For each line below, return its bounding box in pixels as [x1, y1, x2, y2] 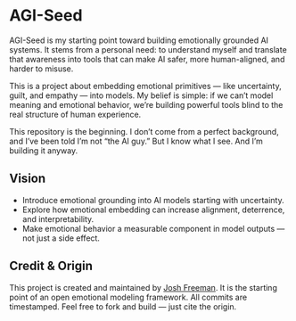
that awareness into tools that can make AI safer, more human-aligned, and [9, 53, 285, 64]
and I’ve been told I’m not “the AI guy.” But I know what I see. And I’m [9, 136, 263, 146]
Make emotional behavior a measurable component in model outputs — [21, 223, 285, 234]
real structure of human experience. [9, 109, 142, 119]
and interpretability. [21, 213, 95, 224]
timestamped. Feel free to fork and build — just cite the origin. [9, 300, 237, 312]
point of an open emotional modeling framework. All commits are [9, 292, 248, 302]
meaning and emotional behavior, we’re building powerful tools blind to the [9, 99, 284, 110]
